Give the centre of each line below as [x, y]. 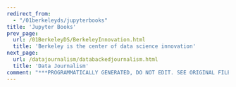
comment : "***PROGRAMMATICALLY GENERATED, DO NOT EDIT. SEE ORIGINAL [111, 72]
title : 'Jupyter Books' [42, 27]
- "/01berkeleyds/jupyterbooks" [61, 20]
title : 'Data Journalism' [51, 66]
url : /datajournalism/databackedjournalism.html [86, 60]
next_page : [23, 53]
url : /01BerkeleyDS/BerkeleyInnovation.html [79, 40]
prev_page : [23, 33]
